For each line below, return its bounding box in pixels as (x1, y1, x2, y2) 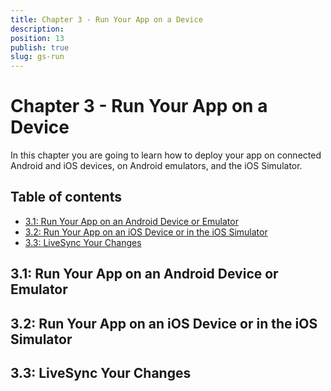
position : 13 (10, 33, 65, 43)
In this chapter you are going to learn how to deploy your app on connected (10, 149, 322, 161)
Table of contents (10, 189, 122, 206)
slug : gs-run (10, 52, 65, 62)
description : (10, 24, 65, 34)
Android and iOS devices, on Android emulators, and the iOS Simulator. (10, 160, 303, 172)
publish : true (10, 42, 70, 53)
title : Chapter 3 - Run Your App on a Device (10, 14, 203, 25)
